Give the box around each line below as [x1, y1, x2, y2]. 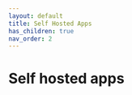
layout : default [8, 11, 63, 20]
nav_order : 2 [8, 34, 53, 43]
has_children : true [8, 27, 75, 35]
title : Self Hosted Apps [8, 19, 92, 28]
